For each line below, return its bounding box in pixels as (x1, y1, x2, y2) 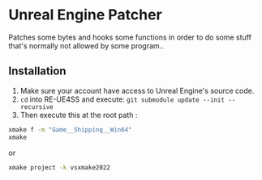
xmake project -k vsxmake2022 (8, 163, 111, 171)
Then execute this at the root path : (19, 110, 138, 119)
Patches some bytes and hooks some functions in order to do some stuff (8, 32, 251, 42)
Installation (8, 65, 67, 78)
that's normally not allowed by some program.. (8, 40, 164, 50)
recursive (19, 103, 54, 111)
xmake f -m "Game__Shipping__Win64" (8, 125, 132, 134)
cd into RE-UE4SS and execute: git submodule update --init (19, 94, 225, 104)
